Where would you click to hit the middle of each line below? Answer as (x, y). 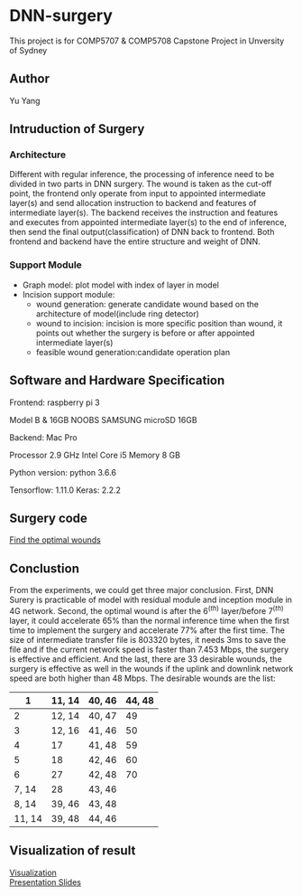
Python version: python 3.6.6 (63, 472)
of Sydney (28, 50)
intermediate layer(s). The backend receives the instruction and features (144, 212)
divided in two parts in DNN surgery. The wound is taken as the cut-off (141, 184)
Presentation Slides (45, 882)
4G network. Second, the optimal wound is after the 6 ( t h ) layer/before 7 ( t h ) (146, 610)
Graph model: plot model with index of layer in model (120, 285)
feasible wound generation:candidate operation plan (133, 352)
